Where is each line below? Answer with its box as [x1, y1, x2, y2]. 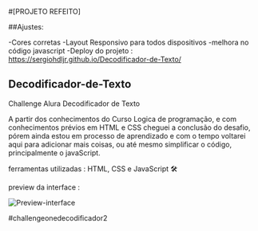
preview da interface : [8, 182, 81, 192]
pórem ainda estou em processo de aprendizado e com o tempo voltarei [8, 131, 246, 140]
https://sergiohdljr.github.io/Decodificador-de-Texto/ [8, 55, 182, 64]
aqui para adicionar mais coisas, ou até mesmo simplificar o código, [8, 139, 232, 149]
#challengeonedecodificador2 [8, 213, 108, 222]
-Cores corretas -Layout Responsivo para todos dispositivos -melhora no [8, 37, 249, 47]
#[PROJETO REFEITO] [8, 7, 81, 16]
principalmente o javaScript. [8, 147, 101, 158]
